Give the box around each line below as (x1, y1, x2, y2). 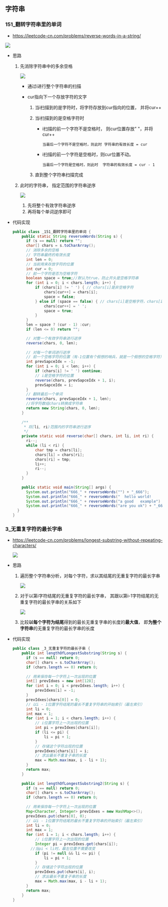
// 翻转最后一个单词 (25, 392, 63, 397)
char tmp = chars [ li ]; (34, 447, 82, 452)
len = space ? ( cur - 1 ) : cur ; (25, 322, 91, 327)
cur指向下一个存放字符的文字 (27, 94, 87, 100)
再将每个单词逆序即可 (27, 208, 71, 214)
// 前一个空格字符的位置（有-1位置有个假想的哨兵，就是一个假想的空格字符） (25, 354, 164, 359)
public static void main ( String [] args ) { (21, 485, 111, 490)
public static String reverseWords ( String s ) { (21, 234, 122, 239)
